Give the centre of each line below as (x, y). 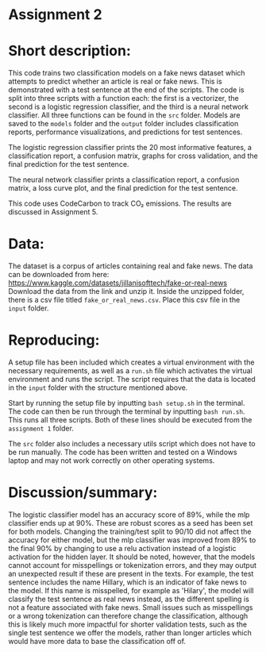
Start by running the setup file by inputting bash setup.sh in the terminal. (127, 403)
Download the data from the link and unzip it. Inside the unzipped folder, (126, 291)
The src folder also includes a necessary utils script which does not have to (132, 444)
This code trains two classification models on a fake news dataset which (127, 73)
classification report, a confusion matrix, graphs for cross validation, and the (133, 156)
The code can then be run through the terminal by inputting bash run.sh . (127, 411)
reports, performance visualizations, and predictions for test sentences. (125, 132)
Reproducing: (54, 340)
